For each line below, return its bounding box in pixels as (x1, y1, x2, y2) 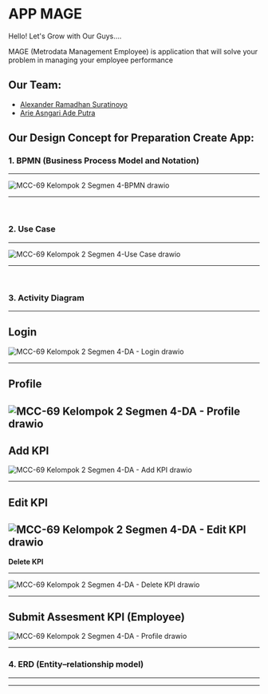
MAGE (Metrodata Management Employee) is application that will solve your (8, 46, 258, 56)
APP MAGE (8, 5, 82, 23)
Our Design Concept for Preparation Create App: (8, 131, 254, 145)
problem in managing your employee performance (8, 55, 174, 65)
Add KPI (8, 444, 49, 458)
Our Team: (8, 78, 62, 92)
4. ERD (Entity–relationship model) (8, 659, 144, 670)
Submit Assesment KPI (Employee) (8, 610, 186, 624)
